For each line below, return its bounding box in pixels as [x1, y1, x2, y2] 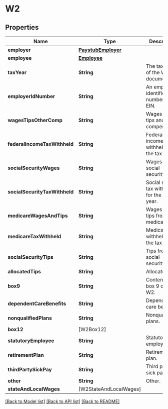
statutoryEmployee [7, 337, 54, 344]
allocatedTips [7, 268, 41, 275]
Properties [5, 23, 39, 32]
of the [145, 69, 160, 76]
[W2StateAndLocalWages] [78, 385, 141, 392]
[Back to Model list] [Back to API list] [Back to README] [5, 398, 120, 404]
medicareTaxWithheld [7, 233, 61, 240]
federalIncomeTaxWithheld [7, 141, 74, 147]
